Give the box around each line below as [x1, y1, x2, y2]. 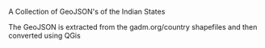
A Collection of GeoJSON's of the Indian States [8, 7, 166, 16]
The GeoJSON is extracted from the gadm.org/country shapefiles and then [8, 22, 258, 31]
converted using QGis [8, 31, 81, 40]
